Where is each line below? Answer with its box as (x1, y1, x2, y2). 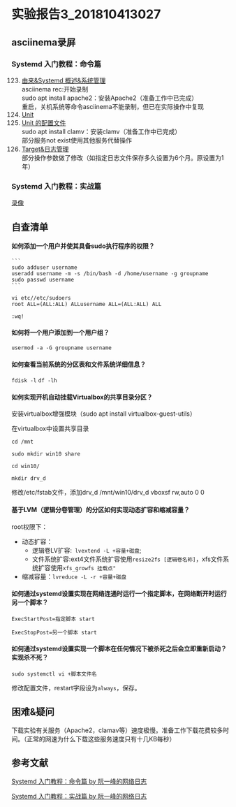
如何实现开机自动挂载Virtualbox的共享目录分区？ (11, 393, 153, 401)
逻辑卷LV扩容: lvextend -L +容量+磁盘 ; (31, 546, 142, 554)
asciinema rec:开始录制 (21, 85, 89, 93)
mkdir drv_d (11, 475, 46, 482)
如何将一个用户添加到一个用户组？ (11, 328, 110, 337)
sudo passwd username (11, 276, 75, 283)
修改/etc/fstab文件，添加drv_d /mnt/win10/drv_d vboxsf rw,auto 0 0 (11, 488, 205, 497)
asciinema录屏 (11, 36, 76, 48)
